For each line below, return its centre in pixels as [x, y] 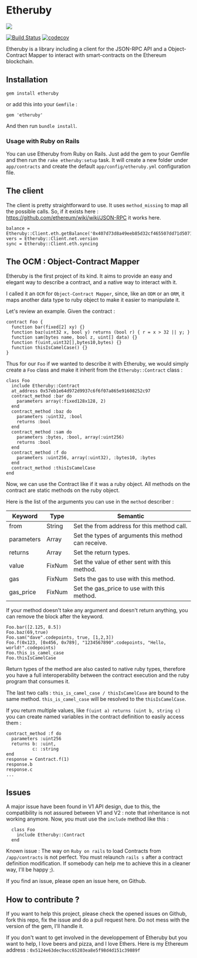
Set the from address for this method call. [130, 526]
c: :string [45, 749]
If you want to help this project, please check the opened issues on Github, [96, 914]
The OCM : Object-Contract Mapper [73, 262]
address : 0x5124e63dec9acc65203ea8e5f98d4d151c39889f [73, 950]
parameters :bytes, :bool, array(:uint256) [71, 437]
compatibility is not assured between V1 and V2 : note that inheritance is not [98, 813]
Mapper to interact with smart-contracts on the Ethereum [98, 55]
